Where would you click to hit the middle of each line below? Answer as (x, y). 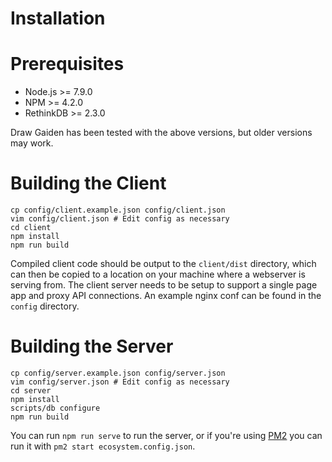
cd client (31, 228)
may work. (32, 143)
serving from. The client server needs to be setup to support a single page (164, 285)
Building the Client (88, 183)
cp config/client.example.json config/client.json (118, 210)
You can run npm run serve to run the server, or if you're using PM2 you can (166, 435)
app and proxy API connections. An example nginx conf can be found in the (166, 296)
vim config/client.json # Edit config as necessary (120, 219)
